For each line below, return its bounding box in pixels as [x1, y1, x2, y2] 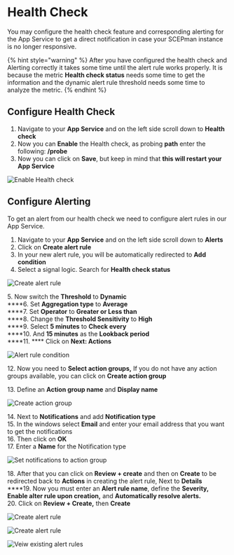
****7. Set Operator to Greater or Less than [7, 307, 137, 315]
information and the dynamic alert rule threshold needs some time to [7, 78, 205, 86]
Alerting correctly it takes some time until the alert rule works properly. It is [7, 63, 223, 71]
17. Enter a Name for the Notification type [7, 442, 126, 451]
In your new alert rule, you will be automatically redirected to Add [17, 250, 207, 259]
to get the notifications [7, 427, 73, 435]
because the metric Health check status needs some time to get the [7, 71, 205, 79]
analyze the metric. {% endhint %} [7, 85, 107, 94]
